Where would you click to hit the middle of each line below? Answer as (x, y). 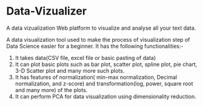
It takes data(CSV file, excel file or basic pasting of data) (85, 58)
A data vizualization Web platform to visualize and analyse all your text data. (101, 28)
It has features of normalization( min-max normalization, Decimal (96, 77)
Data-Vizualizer (46, 11)
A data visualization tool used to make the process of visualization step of (98, 39)
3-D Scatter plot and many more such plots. (70, 70)
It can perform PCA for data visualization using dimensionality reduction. (106, 96)
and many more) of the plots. (51, 90)
